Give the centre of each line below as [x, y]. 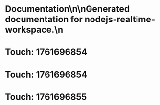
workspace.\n [34, 30]
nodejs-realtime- [120, 19]
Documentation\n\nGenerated [68, 9]
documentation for [44, 19]
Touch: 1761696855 [46, 97]
